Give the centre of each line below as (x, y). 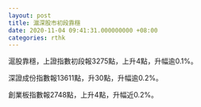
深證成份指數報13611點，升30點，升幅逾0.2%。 (85, 78)
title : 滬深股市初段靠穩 (44, 23)
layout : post (30, 15)
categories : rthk (37, 38)
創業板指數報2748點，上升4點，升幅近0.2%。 (83, 95)
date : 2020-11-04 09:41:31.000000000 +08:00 (83, 30)
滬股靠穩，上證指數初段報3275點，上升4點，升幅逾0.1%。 (103, 61)
